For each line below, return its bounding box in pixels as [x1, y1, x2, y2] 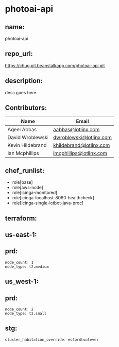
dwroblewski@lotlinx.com [53, 134, 112, 141]
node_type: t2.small [5, 311, 47, 316]
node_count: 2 [5, 307, 34, 312]
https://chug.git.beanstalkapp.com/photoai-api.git [5, 62, 105, 69]
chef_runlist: [5, 166, 45, 174]
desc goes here [5, 89, 36, 95]
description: [5, 77, 43, 85]
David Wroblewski [7, 134, 49, 141]
